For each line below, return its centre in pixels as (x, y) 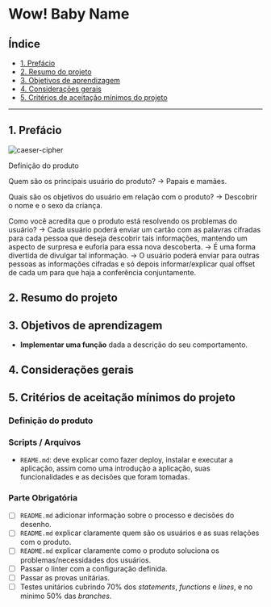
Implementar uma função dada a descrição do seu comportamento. (134, 345)
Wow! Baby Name (69, 14)
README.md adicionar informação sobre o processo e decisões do (127, 515)
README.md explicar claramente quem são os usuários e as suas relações (140, 533)
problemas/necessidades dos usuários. (85, 560)
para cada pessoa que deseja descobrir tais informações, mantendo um (128, 238)
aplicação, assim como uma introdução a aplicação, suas (115, 468)
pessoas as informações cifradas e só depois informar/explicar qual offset (132, 264)
